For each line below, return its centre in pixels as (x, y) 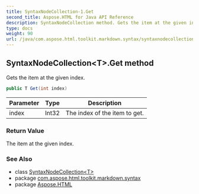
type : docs (20, 28)
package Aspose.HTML (44, 185)
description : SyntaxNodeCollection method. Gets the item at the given (96, 23)
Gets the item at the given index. (46, 77)
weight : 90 (20, 34)
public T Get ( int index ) (37, 88)
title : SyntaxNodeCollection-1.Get (50, 12)
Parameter (24, 103)
